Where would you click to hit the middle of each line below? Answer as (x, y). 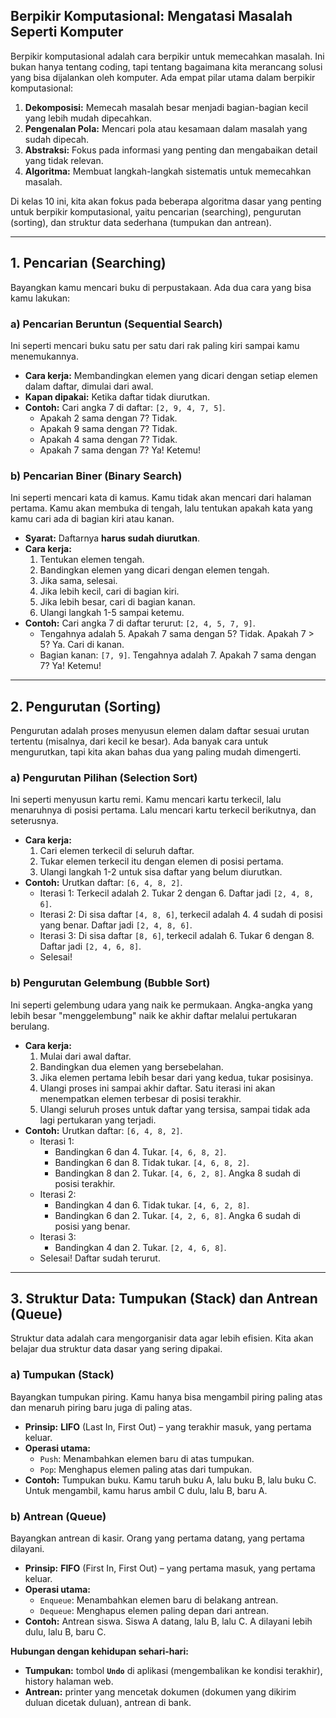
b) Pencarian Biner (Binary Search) (96, 476)
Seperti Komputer (67, 32)
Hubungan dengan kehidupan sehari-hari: (99, 1651)
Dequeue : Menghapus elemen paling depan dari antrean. (154, 1611)
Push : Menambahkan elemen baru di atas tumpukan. (147, 1458)
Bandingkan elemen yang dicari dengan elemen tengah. (154, 570)
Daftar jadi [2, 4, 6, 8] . (90, 946)
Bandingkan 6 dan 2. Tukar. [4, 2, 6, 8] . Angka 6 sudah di (178, 1215)
